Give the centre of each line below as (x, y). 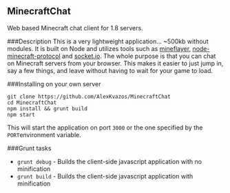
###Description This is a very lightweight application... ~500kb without (108, 41)
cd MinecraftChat (32, 103)
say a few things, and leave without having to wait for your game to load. (110, 70)
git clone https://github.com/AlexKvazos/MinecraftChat (89, 96)
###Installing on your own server (54, 84)
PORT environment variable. (44, 134)
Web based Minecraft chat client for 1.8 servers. (75, 28)
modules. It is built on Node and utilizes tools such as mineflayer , (99, 48)
